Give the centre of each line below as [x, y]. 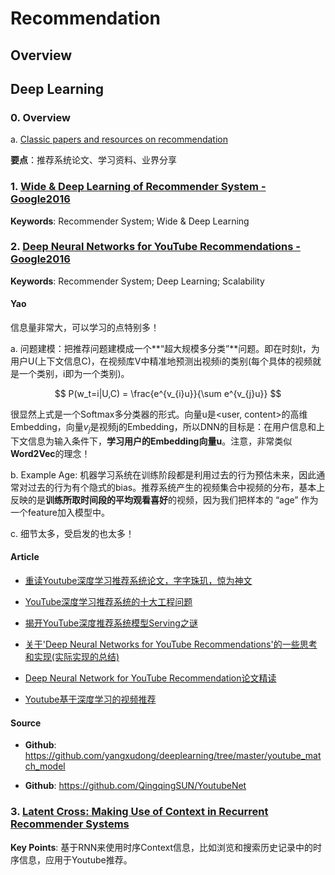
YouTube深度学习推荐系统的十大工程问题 [108, 602]
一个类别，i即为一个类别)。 [74, 374]
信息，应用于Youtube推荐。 [75, 859]
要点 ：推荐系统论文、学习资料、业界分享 [93, 160]
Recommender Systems [70, 824]
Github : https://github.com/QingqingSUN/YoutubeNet [135, 786]
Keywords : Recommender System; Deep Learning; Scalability [137, 281]
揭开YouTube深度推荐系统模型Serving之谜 [111, 623]
